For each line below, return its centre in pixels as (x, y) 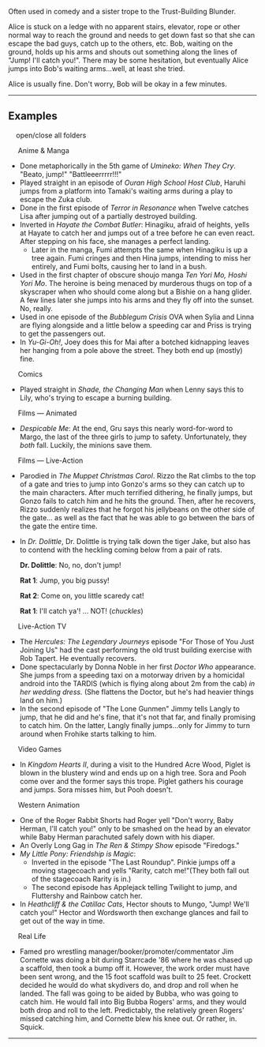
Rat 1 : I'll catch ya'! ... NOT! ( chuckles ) (81, 610)
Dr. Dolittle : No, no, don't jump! (70, 565)
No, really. (36, 308)
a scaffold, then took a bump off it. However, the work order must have (134, 968)
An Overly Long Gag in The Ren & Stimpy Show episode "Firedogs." (129, 845)
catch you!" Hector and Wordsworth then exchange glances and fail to (134, 912)
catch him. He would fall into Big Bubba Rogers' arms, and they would (133, 1001)
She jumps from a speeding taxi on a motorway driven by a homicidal (132, 675)
